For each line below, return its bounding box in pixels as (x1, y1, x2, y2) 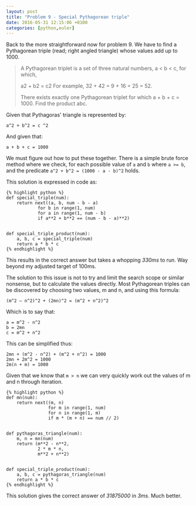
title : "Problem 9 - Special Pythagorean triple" (6, 14, 130, 20)
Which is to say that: (6, 309, 56, 316)
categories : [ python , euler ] (6, 25, 75, 31)
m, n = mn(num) (16, 436, 54, 442)
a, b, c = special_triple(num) (16, 236, 93, 242)
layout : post (6, 8, 38, 15)
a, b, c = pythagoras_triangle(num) (16, 472, 107, 478)
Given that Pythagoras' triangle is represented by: (6, 111, 126, 118)
